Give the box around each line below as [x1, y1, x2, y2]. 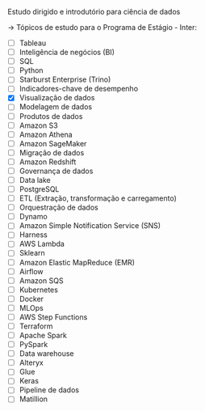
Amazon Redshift [19, 157, 77, 167]
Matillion [19, 394, 48, 404]
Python [19, 66, 44, 75]
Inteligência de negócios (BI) [19, 48, 115, 57]
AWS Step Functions [19, 311, 88, 322]
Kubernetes [19, 285, 58, 294]
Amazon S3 [19, 121, 58, 130]
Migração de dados [19, 147, 85, 157]
